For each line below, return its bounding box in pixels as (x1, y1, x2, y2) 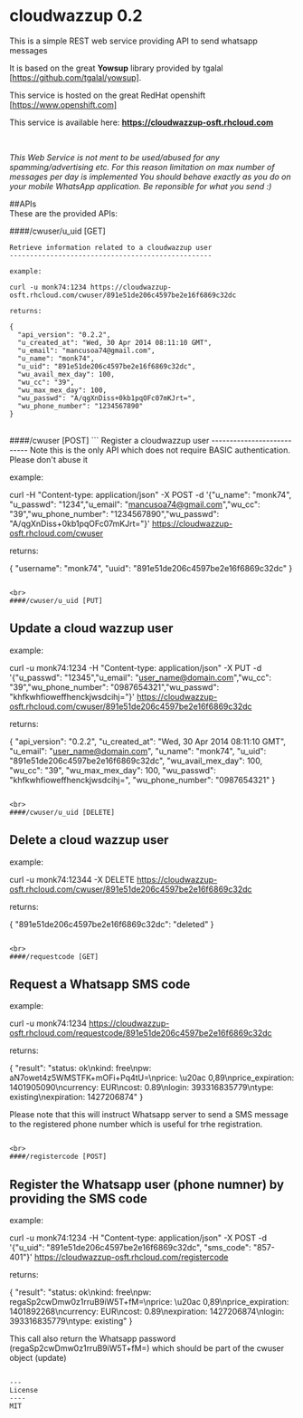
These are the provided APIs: (9, 207, 118, 218)
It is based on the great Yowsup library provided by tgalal (9, 62, 223, 73)
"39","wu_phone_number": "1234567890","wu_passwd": (9, 508, 220, 519)
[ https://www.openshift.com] (9, 99, 118, 110)
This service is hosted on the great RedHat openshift (9, 90, 206, 101)
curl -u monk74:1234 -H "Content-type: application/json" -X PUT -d (9, 662, 262, 673)
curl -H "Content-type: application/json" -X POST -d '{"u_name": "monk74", (9, 489, 292, 500)
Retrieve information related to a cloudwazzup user (9, 243, 213, 252)
